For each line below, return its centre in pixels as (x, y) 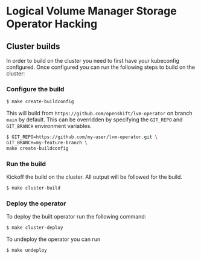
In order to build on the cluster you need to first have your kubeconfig (93, 61)
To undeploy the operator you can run (53, 239)
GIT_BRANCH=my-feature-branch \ (47, 143)
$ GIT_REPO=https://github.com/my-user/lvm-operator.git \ (82, 137)
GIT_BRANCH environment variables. (49, 126)
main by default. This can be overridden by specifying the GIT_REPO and (94, 120)
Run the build (26, 164)
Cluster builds (33, 46)
